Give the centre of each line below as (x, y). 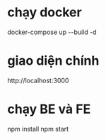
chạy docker (45, 12)
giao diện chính (53, 61)
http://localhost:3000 (38, 80)
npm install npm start (38, 129)
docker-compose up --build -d (52, 32)
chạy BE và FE (49, 109)
